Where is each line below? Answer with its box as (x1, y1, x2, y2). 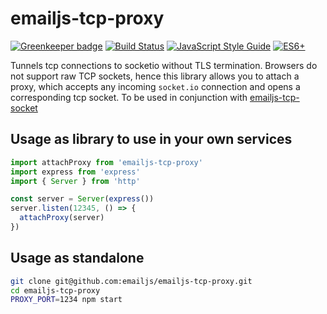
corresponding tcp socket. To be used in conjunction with (10, 91, 248, 103)
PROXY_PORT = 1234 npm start (10, 295, 123, 305)
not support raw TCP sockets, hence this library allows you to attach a (10, 70, 300, 82)
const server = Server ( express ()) (10, 194, 155, 204)
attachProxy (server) (19, 213, 105, 223)
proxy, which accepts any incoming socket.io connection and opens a (10, 80, 301, 92)
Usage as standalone (10, 250, 145, 267)
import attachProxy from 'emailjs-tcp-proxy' (10, 157, 203, 167)
